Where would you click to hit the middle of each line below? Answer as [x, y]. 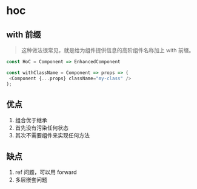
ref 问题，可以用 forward [46, 172]
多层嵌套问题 [31, 180]
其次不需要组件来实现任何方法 [52, 136]
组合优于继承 [31, 120]
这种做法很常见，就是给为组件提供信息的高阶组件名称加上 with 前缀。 [108, 50]
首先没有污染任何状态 [42, 128]
